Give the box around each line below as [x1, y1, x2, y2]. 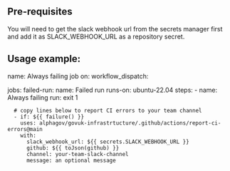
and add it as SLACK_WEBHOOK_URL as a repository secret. [7, 32, 185, 41]
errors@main [7, 125, 43, 133]
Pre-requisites [7, 6, 73, 18]
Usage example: [7, 53, 81, 65]
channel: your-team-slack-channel [26, 150, 130, 157]
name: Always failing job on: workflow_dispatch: [7, 71, 149, 81]
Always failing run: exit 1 [7, 93, 78, 102]
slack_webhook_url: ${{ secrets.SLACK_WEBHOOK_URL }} [26, 138, 190, 145]
